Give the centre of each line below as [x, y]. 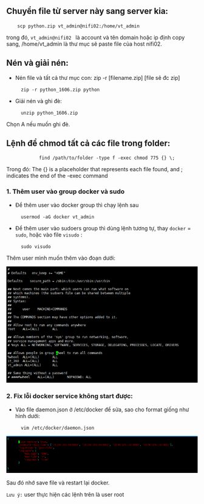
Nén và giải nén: [37, 63]
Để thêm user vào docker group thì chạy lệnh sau [77, 205]
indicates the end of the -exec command [57, 176]
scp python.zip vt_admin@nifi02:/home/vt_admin [78, 26]
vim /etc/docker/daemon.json [58, 428]
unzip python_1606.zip [49, 113]
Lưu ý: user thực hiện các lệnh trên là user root [65, 494]
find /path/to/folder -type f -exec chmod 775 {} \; [107, 158]
